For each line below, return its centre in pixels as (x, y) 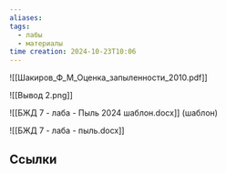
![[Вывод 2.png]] (41, 96)
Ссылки (33, 159)
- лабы (30, 35)
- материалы (41, 43)
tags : (20, 26)
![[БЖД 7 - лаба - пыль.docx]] (67, 131)
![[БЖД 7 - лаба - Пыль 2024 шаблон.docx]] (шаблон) (114, 113)
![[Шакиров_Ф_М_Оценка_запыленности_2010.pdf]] (108, 77)
